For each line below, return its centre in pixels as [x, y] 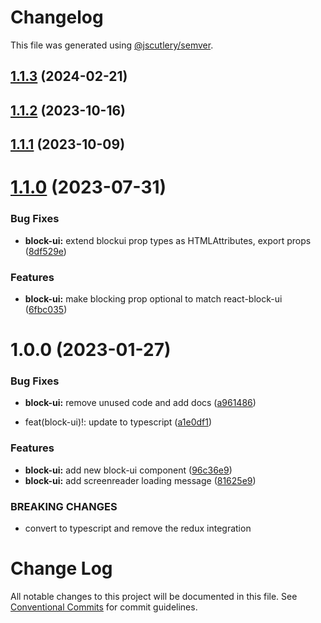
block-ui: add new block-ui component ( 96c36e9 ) [128, 470]
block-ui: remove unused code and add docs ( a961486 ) [140, 403]
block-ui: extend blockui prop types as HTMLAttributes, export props [168, 240]
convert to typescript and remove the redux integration [138, 528]
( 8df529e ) [45, 251]
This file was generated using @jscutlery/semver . [112, 45]
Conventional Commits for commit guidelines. [104, 607]
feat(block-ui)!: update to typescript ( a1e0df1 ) [118, 422]
